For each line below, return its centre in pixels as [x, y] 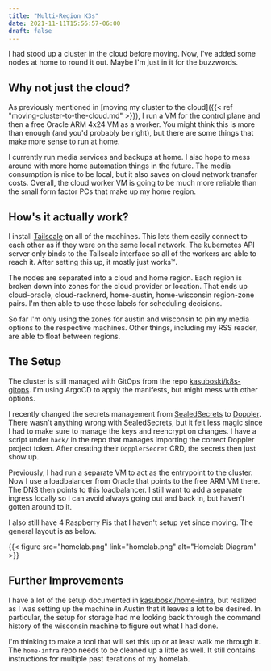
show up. [24, 456]
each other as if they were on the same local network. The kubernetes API [132, 245]
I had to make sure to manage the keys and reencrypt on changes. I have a [132, 431]
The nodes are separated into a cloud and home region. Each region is [125, 278]
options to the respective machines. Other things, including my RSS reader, [133, 327]
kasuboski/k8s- [215, 381]
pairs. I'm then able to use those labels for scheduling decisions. [115, 303]
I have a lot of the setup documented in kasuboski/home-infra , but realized [133, 600]
